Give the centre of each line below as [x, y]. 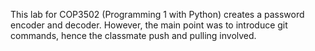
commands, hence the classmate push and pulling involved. [133, 35]
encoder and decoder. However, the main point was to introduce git [149, 25]
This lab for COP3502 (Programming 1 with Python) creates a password [157, 14]
